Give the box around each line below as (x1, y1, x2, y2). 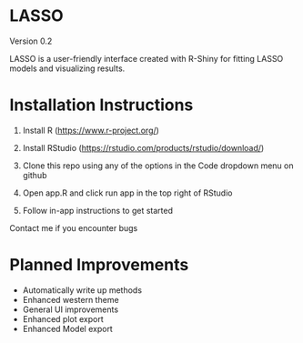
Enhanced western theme (22, 294, 120, 305)
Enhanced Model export (22, 323, 114, 334)
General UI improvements (22, 304, 119, 315)
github (22, 169, 47, 180)
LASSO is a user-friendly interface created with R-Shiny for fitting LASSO (9, 53, 284, 64)
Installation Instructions (9, 95, 194, 116)
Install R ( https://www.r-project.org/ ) (22, 125, 159, 136)
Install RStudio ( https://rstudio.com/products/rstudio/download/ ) (22, 142, 265, 153)
